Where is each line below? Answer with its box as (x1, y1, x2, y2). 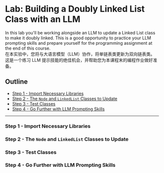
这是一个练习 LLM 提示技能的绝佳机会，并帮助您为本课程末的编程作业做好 (5, 57, 153, 63)
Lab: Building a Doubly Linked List (5, 3, 145, 15)
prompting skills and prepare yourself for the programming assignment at (5, 40, 153, 46)
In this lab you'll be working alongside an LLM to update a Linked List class (5, 30, 155, 35)
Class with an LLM (5, 14, 81, 25)
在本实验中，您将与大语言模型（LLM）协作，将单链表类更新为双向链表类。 (5, 51, 155, 57)
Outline (5, 78, 28, 86)
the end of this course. (5, 45, 51, 51)
